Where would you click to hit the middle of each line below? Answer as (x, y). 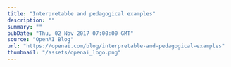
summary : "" (25, 27)
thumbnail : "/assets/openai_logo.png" (64, 53)
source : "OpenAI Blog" (40, 40)
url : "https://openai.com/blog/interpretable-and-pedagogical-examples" (116, 46)
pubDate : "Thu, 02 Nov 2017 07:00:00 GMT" (70, 33)
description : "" (31, 20)
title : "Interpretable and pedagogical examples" (82, 14)
